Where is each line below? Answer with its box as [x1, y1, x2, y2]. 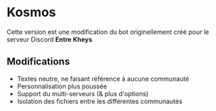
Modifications [6, 56, 71, 68]
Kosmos [6, 4, 56, 21]
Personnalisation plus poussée [16, 82, 108, 90]
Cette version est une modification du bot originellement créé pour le [6, 28, 210, 36]
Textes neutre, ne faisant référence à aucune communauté [16, 74, 190, 83]
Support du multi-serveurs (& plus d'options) [16, 89, 149, 98]
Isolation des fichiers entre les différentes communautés [16, 97, 182, 105]
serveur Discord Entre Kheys [6, 35, 93, 43]
